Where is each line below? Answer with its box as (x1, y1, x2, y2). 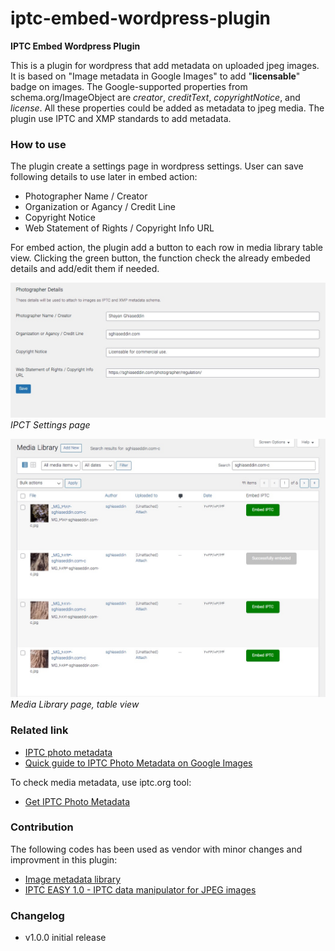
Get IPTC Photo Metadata (24, 795, 131, 807)
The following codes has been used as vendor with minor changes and (10, 843, 303, 855)
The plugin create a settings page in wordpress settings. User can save (10, 160, 304, 172)
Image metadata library (24, 873, 122, 885)
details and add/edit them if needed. (10, 263, 160, 275)
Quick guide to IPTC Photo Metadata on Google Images (24, 757, 253, 769)
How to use (10, 137, 67, 151)
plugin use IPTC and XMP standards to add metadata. (10, 112, 232, 124)
